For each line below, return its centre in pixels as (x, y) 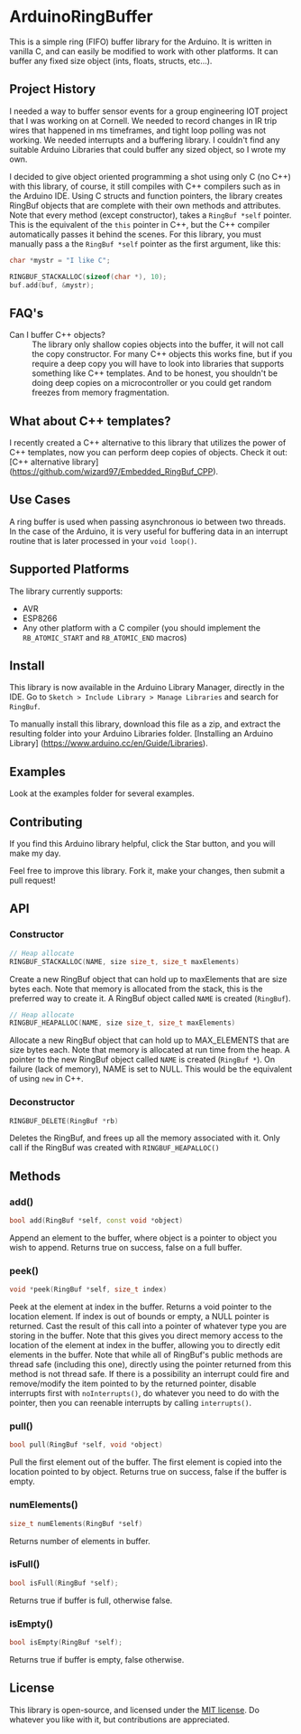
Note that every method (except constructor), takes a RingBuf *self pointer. (150, 215)
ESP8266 (40, 618)
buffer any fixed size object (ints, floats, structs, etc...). (111, 61)
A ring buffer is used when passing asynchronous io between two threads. (148, 521)
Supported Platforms (69, 570)
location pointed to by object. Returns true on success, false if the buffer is (148, 1472)
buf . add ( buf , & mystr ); (52, 285)
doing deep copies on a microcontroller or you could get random (152, 383)
